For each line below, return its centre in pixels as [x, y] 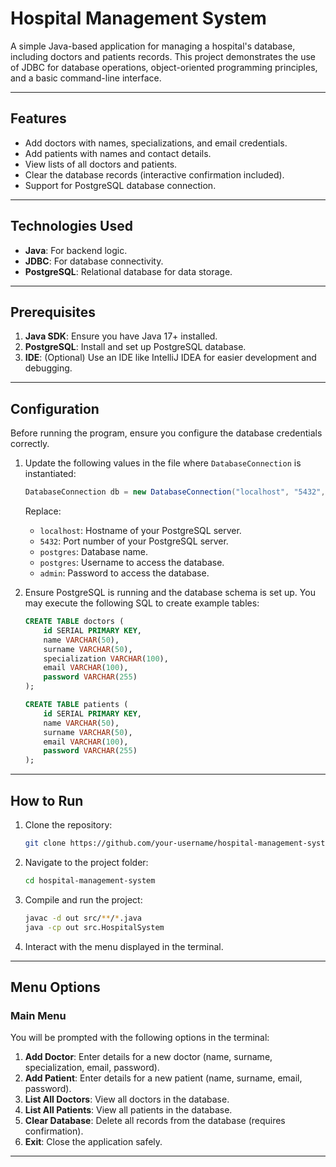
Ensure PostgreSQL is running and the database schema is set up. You [170, 593]
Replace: [43, 511]
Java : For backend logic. [76, 250]
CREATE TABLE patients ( [76, 705]
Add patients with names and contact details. [118, 153]
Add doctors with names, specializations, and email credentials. [156, 143]
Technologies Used [71, 226]
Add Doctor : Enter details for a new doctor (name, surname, [148, 1057]
